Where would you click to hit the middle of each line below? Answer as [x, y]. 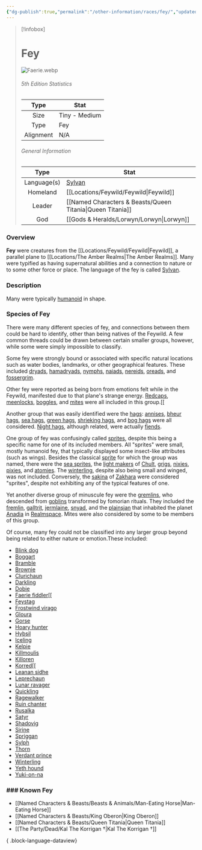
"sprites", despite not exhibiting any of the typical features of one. [88, 483]
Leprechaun [30, 678]
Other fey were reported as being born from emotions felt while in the [92, 389]
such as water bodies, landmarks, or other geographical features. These [96, 364]
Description [24, 285]
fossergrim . [20, 377]
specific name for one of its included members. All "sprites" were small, [95, 445]
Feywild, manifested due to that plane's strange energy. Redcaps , [87, 395]
